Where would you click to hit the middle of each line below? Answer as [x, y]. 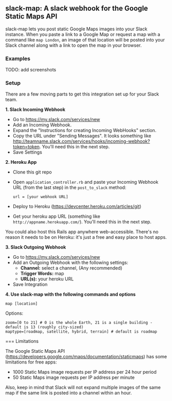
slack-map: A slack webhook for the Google [77, 8]
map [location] [22, 304]
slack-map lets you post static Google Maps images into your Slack [77, 29]
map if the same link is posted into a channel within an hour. [69, 393]
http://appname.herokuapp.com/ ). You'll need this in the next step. [82, 222]
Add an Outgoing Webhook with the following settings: [70, 263]
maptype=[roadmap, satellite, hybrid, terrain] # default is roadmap [81, 332]
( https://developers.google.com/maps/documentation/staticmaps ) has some [86, 357]
